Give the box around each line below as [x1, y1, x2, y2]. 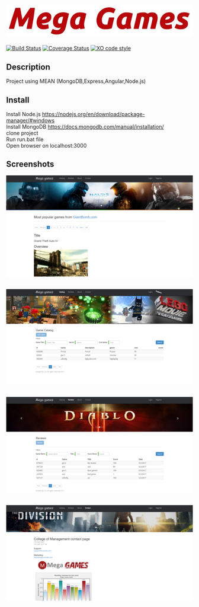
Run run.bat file [6, 136, 44, 143]
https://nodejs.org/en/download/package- [42, 111, 145, 118]
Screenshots [6, 159, 54, 170]
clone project [6, 130, 38, 137]
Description [6, 62, 50, 72]
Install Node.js [6, 111, 41, 118]
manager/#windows [6, 117, 55, 124]
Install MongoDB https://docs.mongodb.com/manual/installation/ [6, 123, 164, 130]
